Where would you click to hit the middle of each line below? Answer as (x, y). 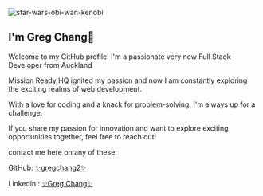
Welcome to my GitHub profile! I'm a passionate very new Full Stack (120, 57)
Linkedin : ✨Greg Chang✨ (51, 183)
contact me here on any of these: (63, 152)
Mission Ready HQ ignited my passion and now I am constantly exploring (128, 80)
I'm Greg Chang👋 (51, 37)
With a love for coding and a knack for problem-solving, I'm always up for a (132, 104)
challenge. (26, 112)
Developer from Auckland (51, 65)
